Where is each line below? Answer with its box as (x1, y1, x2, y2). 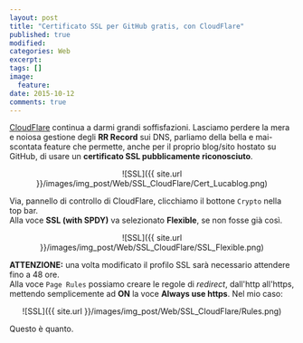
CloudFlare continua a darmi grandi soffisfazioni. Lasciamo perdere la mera (9, 122, 290, 133)
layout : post (9, 13, 59, 23)
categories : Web (9, 47, 71, 56)
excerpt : (9, 55, 43, 64)
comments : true (9, 97, 67, 107)
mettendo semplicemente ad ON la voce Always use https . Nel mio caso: (9, 289, 283, 300)
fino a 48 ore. (9, 269, 61, 281)
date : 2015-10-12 (9, 89, 75, 98)
